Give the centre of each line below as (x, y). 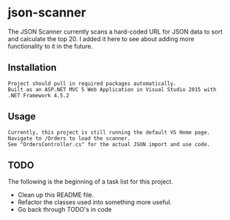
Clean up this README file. (56, 195)
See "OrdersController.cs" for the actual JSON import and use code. (109, 144)
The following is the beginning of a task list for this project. (90, 182)
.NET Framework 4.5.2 (39, 95)
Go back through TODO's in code (65, 210)
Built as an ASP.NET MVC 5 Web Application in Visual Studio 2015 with (112, 89)
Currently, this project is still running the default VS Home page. (109, 132)
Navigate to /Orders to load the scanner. (69, 138)
